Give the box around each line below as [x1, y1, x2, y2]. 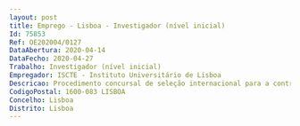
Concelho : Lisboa [9, 95, 74, 105]
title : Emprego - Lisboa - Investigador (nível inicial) [9, 21, 226, 30]
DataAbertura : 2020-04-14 [9, 46, 105, 55]
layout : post [9, 12, 58, 22]
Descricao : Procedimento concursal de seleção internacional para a [9, 79, 270, 88]
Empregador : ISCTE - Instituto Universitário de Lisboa [9, 71, 221, 80]
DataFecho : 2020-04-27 [9, 54, 94, 63]
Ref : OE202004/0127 [9, 37, 82, 47]
